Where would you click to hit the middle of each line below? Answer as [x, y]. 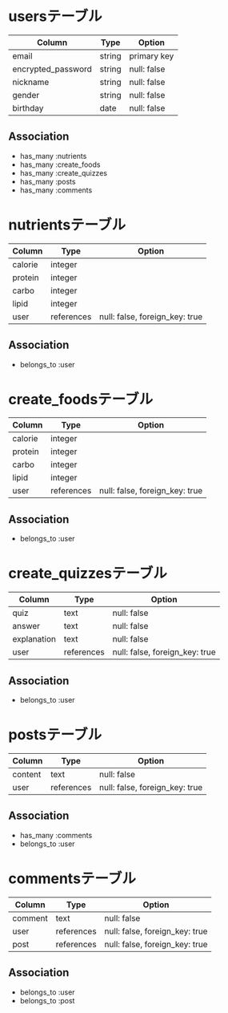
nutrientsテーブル [67, 225]
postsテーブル [55, 735]
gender [26, 95]
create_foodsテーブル [81, 399]
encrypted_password [52, 69]
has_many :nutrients [53, 156]
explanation [34, 639]
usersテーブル [55, 16]
